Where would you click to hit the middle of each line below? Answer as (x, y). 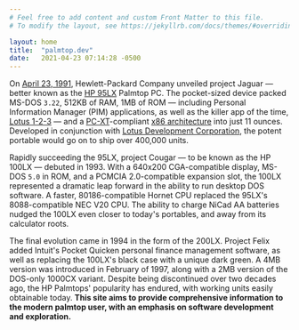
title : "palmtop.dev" (51, 50)
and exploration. (40, 317)
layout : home (33, 42)
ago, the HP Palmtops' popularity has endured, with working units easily (141, 288)
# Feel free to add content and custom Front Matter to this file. (137, 17)
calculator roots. (39, 224)
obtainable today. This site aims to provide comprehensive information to (146, 298)
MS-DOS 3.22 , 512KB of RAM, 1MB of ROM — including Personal (128, 102)
